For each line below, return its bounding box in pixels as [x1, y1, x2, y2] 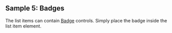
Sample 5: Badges [5, 4, 65, 13]
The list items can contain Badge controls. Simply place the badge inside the [5, 17, 167, 23]
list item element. [5, 23, 42, 29]
